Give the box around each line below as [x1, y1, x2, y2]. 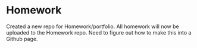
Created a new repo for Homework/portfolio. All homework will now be [6, 23, 180, 30]
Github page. [6, 35, 38, 42]
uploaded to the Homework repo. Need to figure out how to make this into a [6, 29, 192, 36]
